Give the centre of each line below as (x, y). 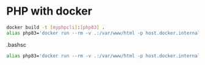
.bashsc (16, 44)
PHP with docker (49, 11)
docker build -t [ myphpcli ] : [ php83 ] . (56, 27)
